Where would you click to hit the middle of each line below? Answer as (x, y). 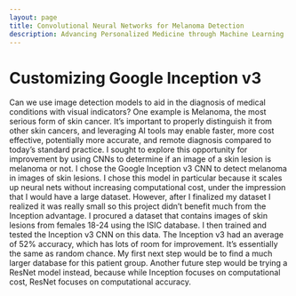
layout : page (33, 17)
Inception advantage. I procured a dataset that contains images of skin (139, 216)
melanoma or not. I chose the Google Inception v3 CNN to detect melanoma (148, 169)
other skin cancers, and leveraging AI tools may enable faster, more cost (142, 131)
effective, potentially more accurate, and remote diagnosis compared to (140, 140)
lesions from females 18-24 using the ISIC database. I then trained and (138, 225)
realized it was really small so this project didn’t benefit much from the (138, 206)
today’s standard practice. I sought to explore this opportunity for (128, 150)
